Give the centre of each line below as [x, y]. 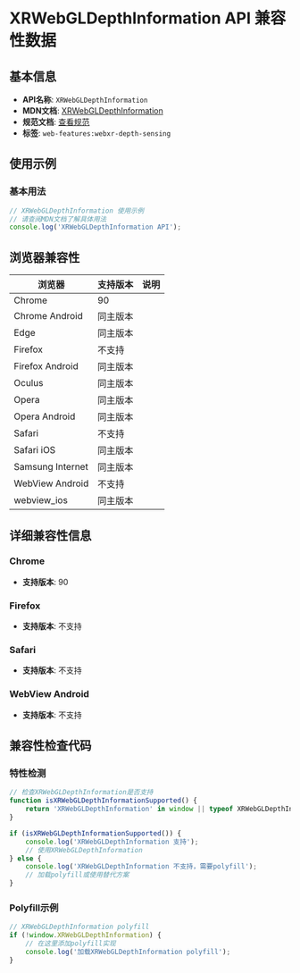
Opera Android [45, 416]
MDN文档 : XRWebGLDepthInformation [92, 111]
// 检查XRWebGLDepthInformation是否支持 [81, 793]
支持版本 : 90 [45, 582]
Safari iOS [35, 450]
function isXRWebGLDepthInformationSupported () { [104, 801]
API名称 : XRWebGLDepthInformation [85, 100]
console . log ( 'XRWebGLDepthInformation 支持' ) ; [112, 842]
